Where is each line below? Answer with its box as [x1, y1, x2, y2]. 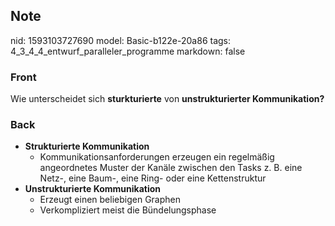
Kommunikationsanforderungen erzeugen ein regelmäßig [39, 151, 275, 163]
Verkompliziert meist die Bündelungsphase [39, 204, 217, 216]
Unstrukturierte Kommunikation [24, 183, 161, 195]
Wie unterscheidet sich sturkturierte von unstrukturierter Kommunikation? [10, 93, 325, 105]
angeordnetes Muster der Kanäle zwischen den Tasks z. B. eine [39, 162, 303, 174]
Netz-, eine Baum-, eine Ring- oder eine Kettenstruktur [39, 172, 267, 184]
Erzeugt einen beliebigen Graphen [39, 194, 182, 206]
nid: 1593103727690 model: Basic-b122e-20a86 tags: [10, 34, 232, 46]
